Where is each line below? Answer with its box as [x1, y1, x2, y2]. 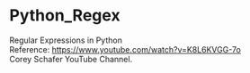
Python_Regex [9, 5, 121, 26]
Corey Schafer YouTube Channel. [9, 53, 133, 64]
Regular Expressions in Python [9, 35, 123, 45]
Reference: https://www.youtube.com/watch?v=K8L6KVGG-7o [9, 44, 241, 54]
